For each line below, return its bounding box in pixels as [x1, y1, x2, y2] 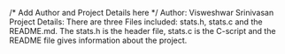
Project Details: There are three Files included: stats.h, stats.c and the [9, 17, 263, 27]
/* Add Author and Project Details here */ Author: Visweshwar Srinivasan [9, 8, 274, 17]
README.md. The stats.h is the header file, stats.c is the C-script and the [9, 26, 276, 36]
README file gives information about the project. [9, 35, 188, 45]
